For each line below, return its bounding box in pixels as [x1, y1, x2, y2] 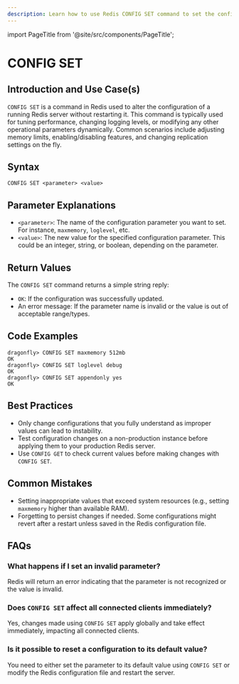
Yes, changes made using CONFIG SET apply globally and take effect [7, 619, 205, 628]
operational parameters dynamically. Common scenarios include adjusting [7, 125, 225, 134]
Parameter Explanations [7, 199, 116, 211]
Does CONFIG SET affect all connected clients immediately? [7, 603, 212, 613]
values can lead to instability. [17, 426, 103, 435]
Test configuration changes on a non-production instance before [17, 433, 208, 443]
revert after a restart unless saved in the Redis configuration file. [17, 519, 206, 528]
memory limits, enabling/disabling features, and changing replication [7, 133, 208, 141]
